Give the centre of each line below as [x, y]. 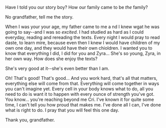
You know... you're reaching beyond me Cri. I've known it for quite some [80, 99]
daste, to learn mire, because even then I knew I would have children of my [83, 43]
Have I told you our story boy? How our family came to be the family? [76, 7]
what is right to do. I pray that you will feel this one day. [62, 110]
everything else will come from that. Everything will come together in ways [82, 83]
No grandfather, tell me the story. [39, 17]
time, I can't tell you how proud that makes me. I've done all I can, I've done [83, 105]
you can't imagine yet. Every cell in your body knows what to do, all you [79, 89]
